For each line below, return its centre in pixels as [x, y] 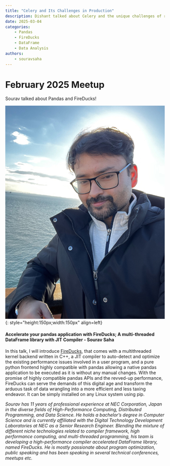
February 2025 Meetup [55, 85]
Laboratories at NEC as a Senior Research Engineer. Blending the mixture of [85, 425]
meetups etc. [19, 458]
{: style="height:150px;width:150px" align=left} [54, 323]
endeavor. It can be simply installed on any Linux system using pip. [75, 394]
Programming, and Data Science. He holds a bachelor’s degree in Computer [85, 415]
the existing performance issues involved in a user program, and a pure [80, 362]
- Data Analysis [32, 48]
